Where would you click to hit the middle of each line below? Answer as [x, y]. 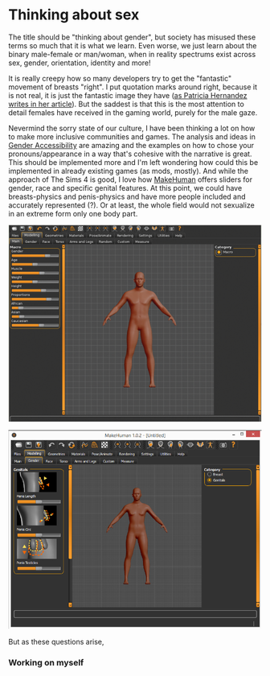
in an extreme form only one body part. [73, 213]
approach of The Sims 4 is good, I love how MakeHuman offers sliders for [131, 179]
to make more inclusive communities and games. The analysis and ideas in [132, 136]
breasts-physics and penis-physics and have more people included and [127, 196]
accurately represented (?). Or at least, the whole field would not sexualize [131, 205]
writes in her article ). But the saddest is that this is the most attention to [127, 104]
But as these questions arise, [56, 642]
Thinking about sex [74, 15]
